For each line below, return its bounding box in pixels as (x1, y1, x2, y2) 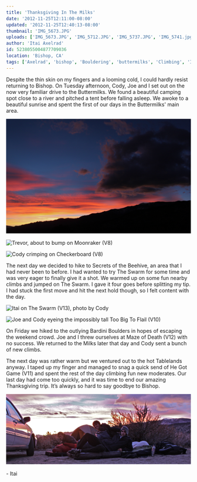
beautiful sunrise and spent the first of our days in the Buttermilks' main (6, 100, 179, 108)
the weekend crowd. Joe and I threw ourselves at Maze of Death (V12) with (6, 333, 188, 341)
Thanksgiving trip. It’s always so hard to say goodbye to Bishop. (6, 382, 160, 389)
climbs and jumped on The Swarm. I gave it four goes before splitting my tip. (6, 281, 191, 288)
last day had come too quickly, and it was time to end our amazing (6, 376, 166, 383)
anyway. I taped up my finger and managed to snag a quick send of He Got (6, 363, 188, 370)
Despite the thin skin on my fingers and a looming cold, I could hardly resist (6, 76, 188, 83)
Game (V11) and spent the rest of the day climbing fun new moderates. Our (6, 370, 186, 377)
